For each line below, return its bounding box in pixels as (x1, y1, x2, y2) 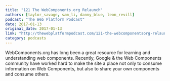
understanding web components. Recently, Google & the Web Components (5, 55, 162, 61)
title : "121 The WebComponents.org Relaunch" (5, 7, 103, 13)
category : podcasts (5, 36, 47, 41)
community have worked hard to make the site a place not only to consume (5, 60, 162, 66)
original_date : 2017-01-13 (5, 26, 62, 31)
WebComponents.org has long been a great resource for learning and (5, 49, 151, 56)
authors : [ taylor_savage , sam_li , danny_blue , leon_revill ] (5, 12, 135, 17)
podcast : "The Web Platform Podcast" (5, 17, 85, 22)
